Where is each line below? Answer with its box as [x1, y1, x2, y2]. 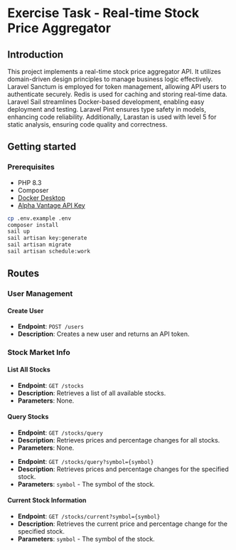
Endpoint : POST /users [17, 322, 84, 331]
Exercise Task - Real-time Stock [7, 5, 200, 21]
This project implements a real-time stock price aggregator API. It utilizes [7, 68, 222, 75]
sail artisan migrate [7, 241, 72, 248]
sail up [7, 228, 31, 236]
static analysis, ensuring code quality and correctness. [7, 120, 168, 129]
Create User [7, 306, 44, 314]
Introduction [7, 48, 64, 60]
